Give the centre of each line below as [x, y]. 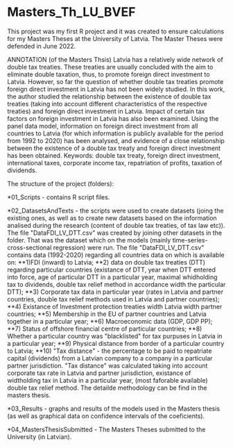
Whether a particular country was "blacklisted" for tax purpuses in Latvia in [115, 336]
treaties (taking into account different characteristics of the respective [107, 103]
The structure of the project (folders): [61, 183]
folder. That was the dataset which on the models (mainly [89, 240]
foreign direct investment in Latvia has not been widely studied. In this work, [116, 89]
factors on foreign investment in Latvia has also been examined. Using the [113, 118]
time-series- [190, 240]
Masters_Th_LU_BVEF [71, 12]
